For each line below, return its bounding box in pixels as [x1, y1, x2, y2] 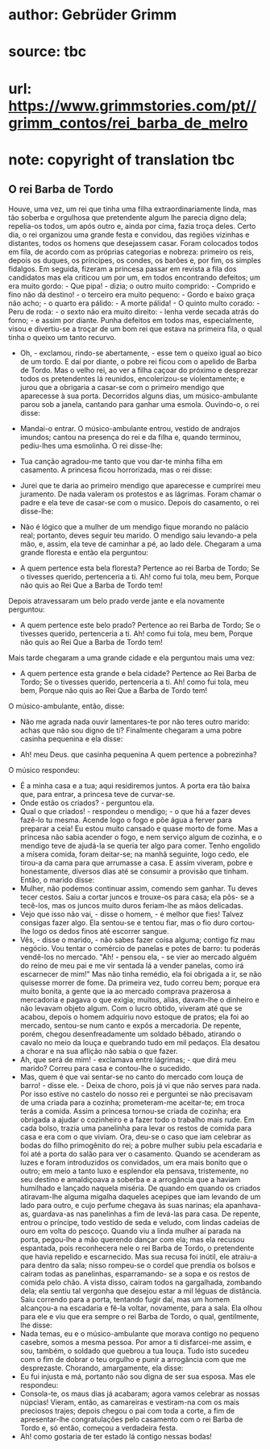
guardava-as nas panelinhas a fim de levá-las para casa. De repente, [31, 1209, 261, 1219]
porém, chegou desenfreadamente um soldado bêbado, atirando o [19, 1029, 242, 1039]
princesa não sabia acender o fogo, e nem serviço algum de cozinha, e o [19, 832, 263, 841]
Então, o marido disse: [19, 874, 95, 884]
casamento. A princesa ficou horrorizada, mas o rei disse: [19, 465, 212, 475]
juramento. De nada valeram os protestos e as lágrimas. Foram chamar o [19, 489, 262, 499]
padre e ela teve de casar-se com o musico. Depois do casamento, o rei [19, 497, 260, 507]
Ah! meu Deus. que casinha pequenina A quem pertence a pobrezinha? [19, 749, 257, 759]
